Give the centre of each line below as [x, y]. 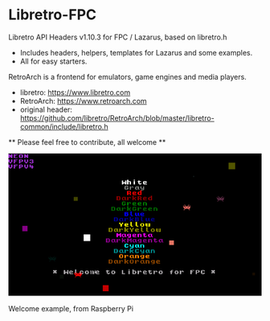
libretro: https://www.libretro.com [75, 92]
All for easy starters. [53, 61]
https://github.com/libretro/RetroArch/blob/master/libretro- [117, 117]
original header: [46, 109]
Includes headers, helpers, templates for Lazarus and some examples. [136, 52]
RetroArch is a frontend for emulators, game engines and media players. [127, 76]
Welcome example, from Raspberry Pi [71, 309]
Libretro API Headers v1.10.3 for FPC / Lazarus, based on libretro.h [118, 37]
